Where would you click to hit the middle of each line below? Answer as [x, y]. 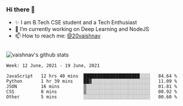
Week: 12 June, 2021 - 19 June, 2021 [53, 66]
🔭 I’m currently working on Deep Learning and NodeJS [82, 29]
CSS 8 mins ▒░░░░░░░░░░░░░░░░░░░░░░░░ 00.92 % [92, 92]
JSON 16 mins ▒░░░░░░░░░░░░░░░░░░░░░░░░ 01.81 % [92, 87]
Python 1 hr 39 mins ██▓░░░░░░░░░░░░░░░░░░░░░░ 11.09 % [92, 82]
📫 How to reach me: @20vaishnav [58, 36]
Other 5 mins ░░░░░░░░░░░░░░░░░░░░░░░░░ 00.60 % [92, 97]
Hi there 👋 [21, 10]
